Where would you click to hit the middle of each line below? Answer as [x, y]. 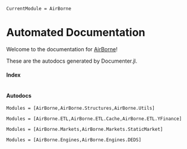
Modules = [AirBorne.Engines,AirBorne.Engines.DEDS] [74, 140]
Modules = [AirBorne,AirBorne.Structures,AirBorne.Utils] [81, 109]
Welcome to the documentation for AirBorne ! [62, 49]
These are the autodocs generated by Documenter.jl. [72, 61]
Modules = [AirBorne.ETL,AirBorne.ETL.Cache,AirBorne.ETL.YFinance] [94, 119]
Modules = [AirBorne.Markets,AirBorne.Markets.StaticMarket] [85, 130]
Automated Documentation [76, 33]
